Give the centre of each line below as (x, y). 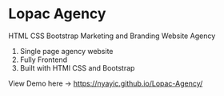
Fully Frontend (44, 60)
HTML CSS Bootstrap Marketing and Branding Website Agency (112, 36)
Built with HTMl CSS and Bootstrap (77, 67)
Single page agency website (66, 51)
